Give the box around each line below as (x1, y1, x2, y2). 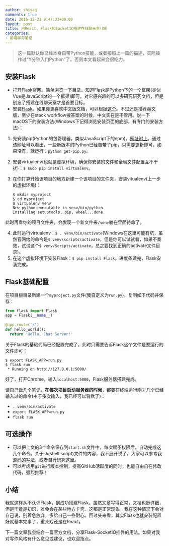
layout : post (5, 21, 33, 27)
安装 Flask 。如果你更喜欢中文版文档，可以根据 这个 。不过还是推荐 (12, 105, 147, 111)
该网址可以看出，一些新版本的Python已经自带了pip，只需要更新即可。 (12, 142, 157, 148)
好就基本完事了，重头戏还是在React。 (5, 519, 83, 525)
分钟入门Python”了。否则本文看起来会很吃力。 (31, 56, 127, 62)
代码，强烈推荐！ (12, 469, 48, 475)
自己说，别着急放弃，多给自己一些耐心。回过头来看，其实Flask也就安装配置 (5, 512, 162, 518)
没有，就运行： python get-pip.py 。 (17, 148, 91, 154)
